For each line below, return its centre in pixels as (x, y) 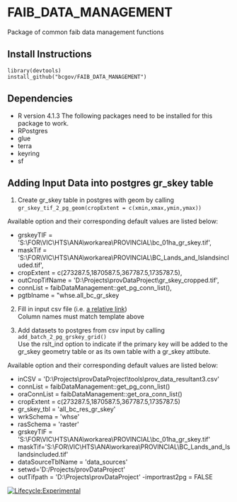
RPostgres (33, 130)
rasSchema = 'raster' (48, 424)
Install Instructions (50, 54)
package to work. (43, 123)
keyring (29, 153)
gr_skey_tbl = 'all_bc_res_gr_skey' (67, 409)
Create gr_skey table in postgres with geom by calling (96, 200)
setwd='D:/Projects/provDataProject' (71, 469)
